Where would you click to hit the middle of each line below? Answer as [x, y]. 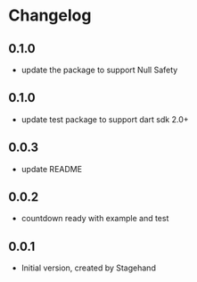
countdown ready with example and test [95, 219]
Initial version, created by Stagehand [89, 268]
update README [51, 169]
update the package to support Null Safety [99, 70]
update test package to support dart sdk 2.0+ [105, 119]
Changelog [50, 16]
